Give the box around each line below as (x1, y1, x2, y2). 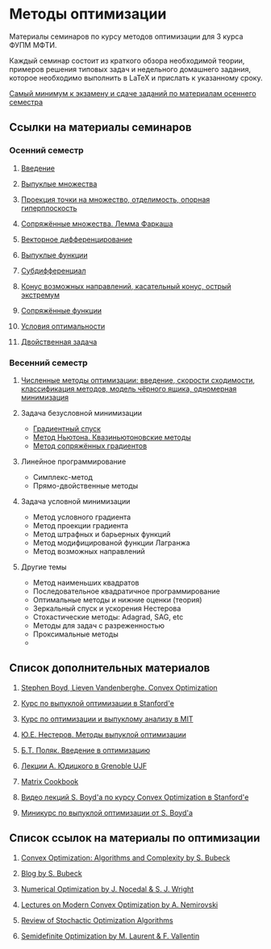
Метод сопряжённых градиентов (32, 441, 148, 451)
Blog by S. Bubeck (20, 868, 83, 878)
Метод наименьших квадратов (32, 577, 140, 587)
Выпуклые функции (20, 250, 88, 259)
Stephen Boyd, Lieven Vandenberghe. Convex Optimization (20, 682, 218, 692)
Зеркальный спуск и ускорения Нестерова (32, 603, 181, 613)
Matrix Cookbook (20, 776, 79, 786)
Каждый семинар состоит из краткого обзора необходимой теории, (9, 56, 245, 65)
